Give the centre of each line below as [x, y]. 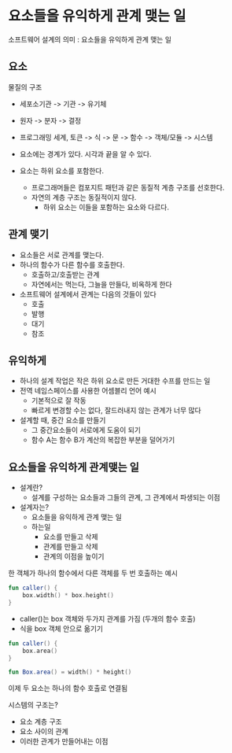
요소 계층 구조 [41, 722]
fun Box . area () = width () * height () [70, 672]
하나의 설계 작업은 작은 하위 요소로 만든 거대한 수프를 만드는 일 [115, 381]
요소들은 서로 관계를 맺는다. [62, 255]
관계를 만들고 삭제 [70, 547]
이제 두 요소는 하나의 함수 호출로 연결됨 [68, 688]
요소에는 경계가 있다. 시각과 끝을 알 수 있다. [85, 153]
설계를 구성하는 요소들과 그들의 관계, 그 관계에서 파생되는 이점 [125, 497]
